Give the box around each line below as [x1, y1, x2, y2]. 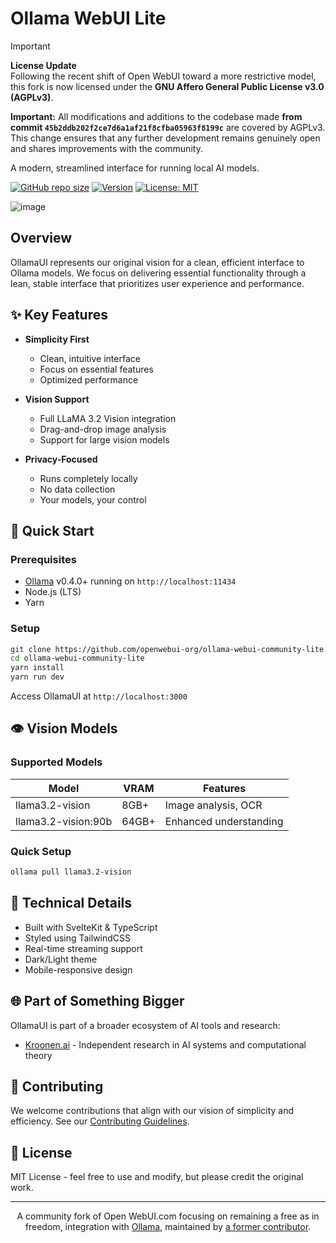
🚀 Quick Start [10, 522, 95, 539]
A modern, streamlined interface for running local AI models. [10, 162, 260, 174]
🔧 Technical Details [10, 895, 133, 912]
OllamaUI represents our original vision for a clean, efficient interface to [10, 256, 305, 268]
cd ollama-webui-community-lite [10, 653, 145, 664]
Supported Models [10, 755, 103, 769]
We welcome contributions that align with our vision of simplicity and [10, 1105, 295, 1117]
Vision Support [24, 393, 90, 405]
